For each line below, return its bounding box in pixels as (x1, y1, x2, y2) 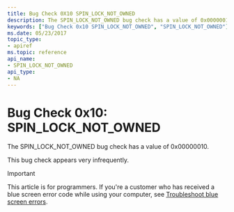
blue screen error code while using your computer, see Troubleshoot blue (7, 190, 219, 199)
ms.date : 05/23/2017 (7, 29, 68, 37)
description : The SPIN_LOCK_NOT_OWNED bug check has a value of (7, 17, 198, 24)
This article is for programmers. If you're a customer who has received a (7, 183, 214, 191)
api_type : (7, 68, 36, 75)
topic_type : (7, 36, 42, 43)
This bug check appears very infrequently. (7, 156, 129, 164)
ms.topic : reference (7, 49, 68, 56)
